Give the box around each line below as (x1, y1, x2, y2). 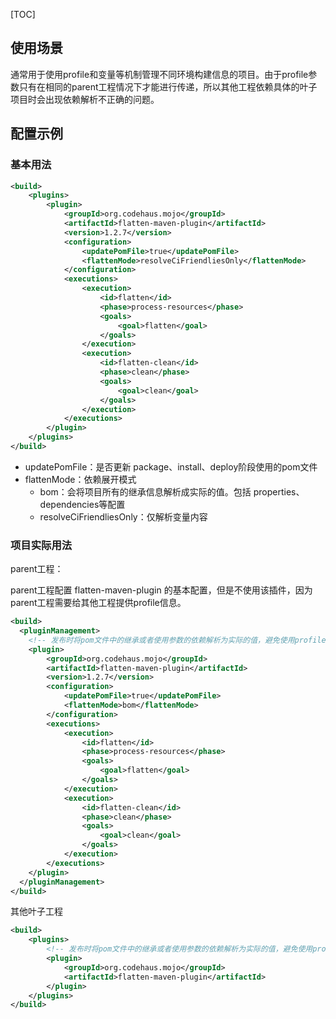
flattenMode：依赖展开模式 (24, 473, 137, 485)
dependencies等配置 (39, 498, 126, 510)
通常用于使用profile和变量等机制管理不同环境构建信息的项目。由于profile (10, 68, 309, 80)
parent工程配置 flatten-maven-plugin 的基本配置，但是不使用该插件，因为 (10, 584, 313, 596)
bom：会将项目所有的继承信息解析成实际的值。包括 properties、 (39, 485, 305, 498)
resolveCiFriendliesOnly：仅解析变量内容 (39, 510, 208, 523)
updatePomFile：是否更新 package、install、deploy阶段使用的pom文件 (24, 460, 318, 473)
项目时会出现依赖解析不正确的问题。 (10, 93, 160, 105)
